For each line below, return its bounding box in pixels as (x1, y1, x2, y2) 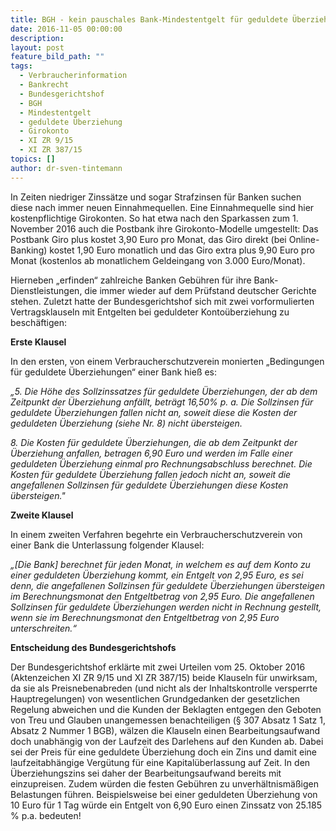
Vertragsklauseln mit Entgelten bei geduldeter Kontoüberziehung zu (10, 306, 290, 318)
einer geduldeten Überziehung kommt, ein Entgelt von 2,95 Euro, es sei (10, 569, 304, 581)
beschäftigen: (10, 316, 67, 328)
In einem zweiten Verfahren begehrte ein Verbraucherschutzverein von (10, 528, 303, 540)
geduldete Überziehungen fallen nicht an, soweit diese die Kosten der (10, 406, 298, 418)
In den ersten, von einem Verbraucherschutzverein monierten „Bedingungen (10, 355, 325, 367)
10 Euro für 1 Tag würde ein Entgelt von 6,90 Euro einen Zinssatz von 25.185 (10, 799, 322, 811)
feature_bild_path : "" (10, 52, 105, 62)
